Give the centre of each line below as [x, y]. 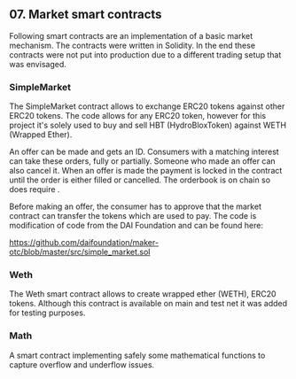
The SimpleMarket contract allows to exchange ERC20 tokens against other [147, 106]
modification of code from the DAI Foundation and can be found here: [136, 226]
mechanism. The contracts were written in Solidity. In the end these [132, 45]
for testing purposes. [47, 313]
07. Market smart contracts [86, 15]
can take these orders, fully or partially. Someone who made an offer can [143, 161]
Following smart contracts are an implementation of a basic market [131, 35]
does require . [35, 189]
